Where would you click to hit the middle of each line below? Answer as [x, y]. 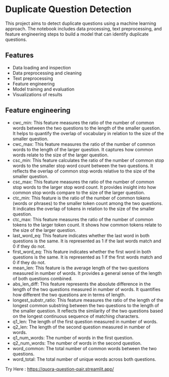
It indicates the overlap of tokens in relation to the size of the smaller [84, 208]
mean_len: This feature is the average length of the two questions [81, 268]
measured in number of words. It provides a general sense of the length [87, 273]
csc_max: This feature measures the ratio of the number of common [83, 182]
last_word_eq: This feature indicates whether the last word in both [81, 235]
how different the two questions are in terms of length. [69, 295]
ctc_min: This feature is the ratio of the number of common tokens [81, 198]
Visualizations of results [37, 94]
